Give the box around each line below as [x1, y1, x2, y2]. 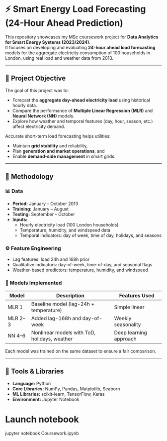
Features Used [119, 292, 155, 299]
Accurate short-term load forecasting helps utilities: [5, 133, 111, 139]
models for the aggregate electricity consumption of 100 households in [5, 50, 151, 56]
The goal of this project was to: [5, 87, 69, 93]
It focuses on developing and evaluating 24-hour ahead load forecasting [5, 44, 156, 50]
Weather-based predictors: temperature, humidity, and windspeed [12, 267, 148, 273]
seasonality [114, 321, 141, 328]
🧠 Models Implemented [5, 279, 62, 286]
